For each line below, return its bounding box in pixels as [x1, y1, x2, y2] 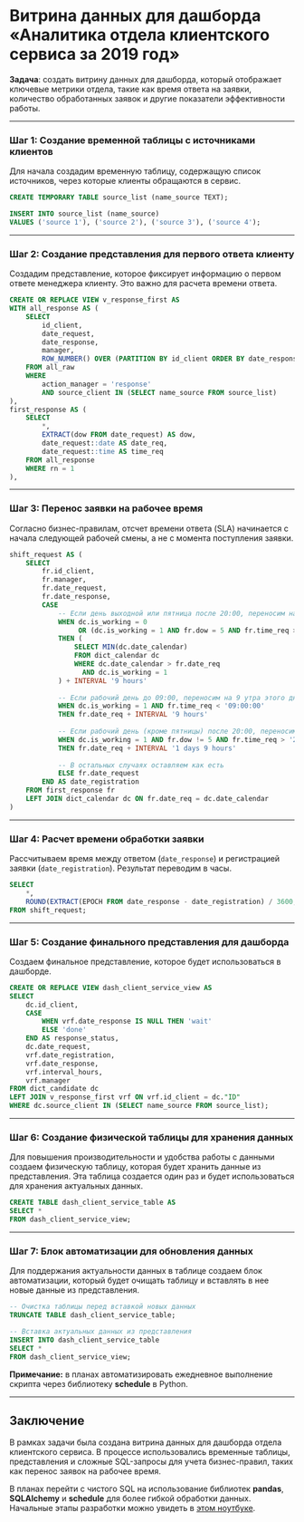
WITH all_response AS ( [9, 304, 100, 313]
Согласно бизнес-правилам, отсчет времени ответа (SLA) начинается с [9, 523, 290, 534]
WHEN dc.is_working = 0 [57, 617, 147, 626]
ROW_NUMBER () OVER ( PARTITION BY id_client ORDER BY [42, 354, 245, 363]
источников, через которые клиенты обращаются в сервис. [9, 176, 242, 187]
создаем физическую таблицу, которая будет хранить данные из [9, 1161, 261, 1172]
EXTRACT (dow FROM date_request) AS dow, [42, 430, 196, 439]
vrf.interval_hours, [25, 1067, 103, 1076]
